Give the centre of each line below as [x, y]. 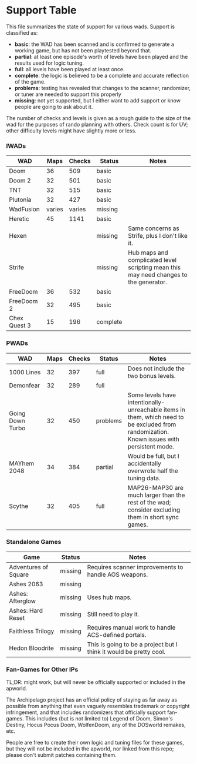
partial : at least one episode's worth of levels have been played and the [101, 57]
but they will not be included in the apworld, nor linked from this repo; [90, 749]
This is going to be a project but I [132, 644]
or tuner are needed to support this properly [68, 94]
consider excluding [154, 510]
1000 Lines [25, 372]
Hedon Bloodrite [32, 648]
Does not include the [156, 368]
